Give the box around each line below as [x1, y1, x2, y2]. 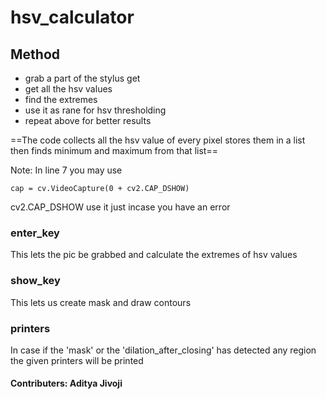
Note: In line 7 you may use [10, 164, 123, 176]
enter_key [10, 226, 60, 240]
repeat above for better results [24, 115, 152, 126]
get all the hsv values [24, 83, 113, 95]
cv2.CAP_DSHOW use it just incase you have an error [10, 201, 231, 213]
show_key [10, 274, 61, 288]
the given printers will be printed [10, 354, 144, 366]
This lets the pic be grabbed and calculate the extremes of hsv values [10, 249, 298, 261]
